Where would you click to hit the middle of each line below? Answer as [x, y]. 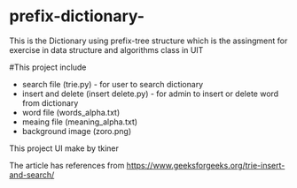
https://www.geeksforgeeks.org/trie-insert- [206, 165]
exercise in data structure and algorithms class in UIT [106, 49]
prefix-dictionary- [77, 16]
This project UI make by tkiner [64, 148]
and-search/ [32, 175]
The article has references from [67, 165]
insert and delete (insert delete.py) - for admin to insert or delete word [150, 94]
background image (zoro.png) [77, 131]
